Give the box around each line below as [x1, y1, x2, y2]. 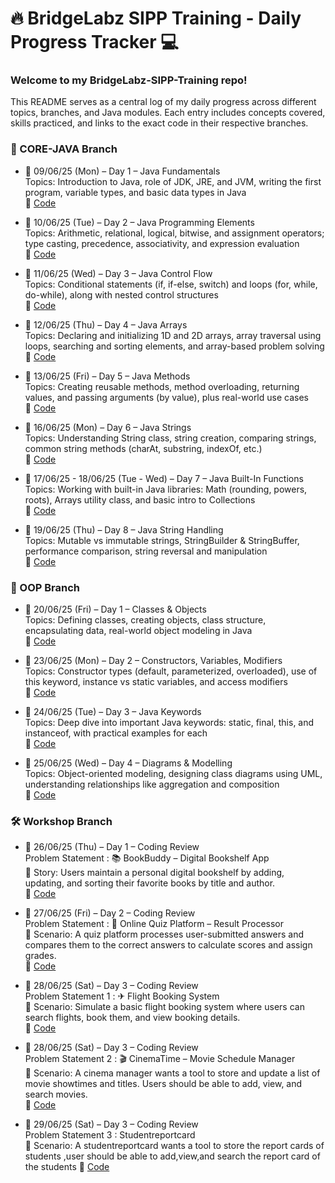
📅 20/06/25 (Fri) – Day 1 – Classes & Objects [24, 603, 207, 616]
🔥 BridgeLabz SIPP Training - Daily [10, 7, 302, 30]
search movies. [24, 1088, 88, 1101]
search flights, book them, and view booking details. [24, 1012, 241, 1024]
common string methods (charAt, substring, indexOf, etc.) [24, 442, 263, 454]
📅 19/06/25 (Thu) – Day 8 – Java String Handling [24, 523, 224, 536]
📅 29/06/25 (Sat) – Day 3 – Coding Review [24, 1118, 199, 1131]
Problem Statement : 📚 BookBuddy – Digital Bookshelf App [24, 852, 270, 864]
